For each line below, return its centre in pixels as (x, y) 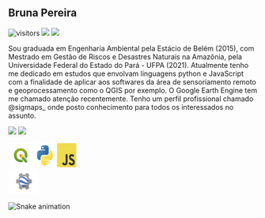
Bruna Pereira (43, 13)
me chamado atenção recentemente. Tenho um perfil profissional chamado (131, 99)
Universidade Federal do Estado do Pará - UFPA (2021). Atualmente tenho (129, 65)
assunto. (23, 115)
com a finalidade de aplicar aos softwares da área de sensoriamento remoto (132, 81)
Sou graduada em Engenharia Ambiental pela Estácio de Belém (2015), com (131, 48)
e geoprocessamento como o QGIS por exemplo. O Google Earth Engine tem (133, 90)
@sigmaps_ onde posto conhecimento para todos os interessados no (121, 107)
